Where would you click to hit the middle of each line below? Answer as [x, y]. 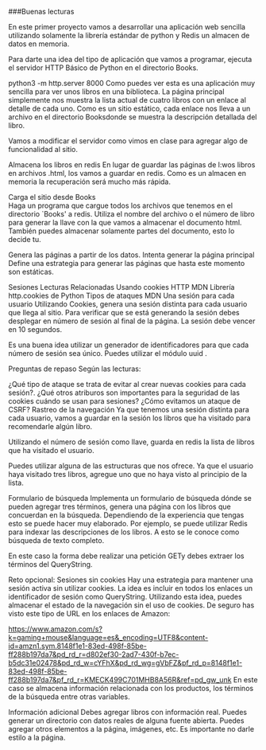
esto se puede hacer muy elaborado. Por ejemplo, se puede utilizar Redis [128, 523]
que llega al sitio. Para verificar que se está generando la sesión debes [124, 312]
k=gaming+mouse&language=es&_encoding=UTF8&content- [108, 637]
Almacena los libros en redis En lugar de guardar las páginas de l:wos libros [132, 165]
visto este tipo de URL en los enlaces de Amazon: [89, 613]
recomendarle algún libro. [50, 426]
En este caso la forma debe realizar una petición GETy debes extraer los [126, 556]
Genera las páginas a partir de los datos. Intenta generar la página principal [131, 255]
